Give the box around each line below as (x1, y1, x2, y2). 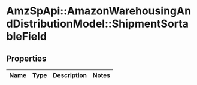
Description (53, 71, 87, 79)
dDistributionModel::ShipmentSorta (6, 17, 189, 31)
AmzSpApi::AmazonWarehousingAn (6, 4, 192, 18)
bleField (6, 30, 47, 43)
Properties (6, 53, 47, 63)
